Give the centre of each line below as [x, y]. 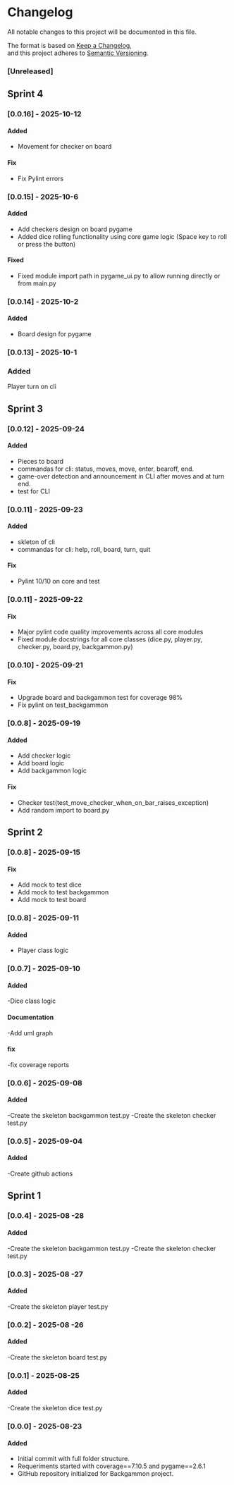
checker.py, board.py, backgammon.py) [75, 647]
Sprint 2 [25, 832]
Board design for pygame [54, 334]
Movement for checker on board [64, 147]
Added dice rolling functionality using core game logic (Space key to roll [122, 236]
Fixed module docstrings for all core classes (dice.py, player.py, [110, 639]
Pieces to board [41, 461]
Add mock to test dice [50, 885]
